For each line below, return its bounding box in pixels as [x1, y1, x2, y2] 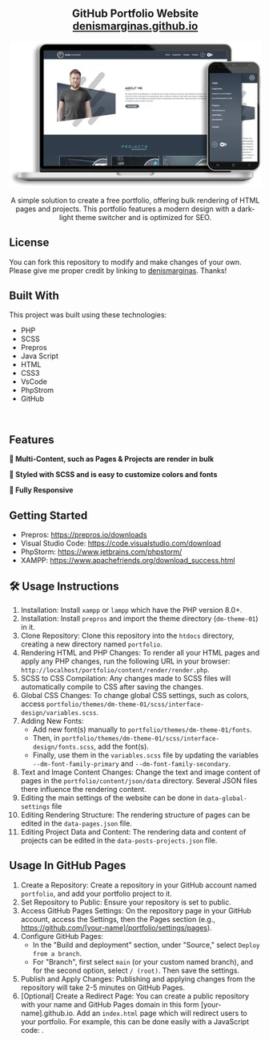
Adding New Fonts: [20, 716, 84, 725]
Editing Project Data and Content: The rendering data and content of [20, 827, 247, 836]
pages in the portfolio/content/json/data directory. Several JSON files [20, 775, 258, 786]
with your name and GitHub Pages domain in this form [20, 999, 199, 1009]
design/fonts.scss [32, 743, 94, 751]
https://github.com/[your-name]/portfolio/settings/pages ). [20, 923, 213, 933]
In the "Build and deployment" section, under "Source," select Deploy [32, 940, 260, 949]
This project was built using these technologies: [9, 310, 167, 320]
